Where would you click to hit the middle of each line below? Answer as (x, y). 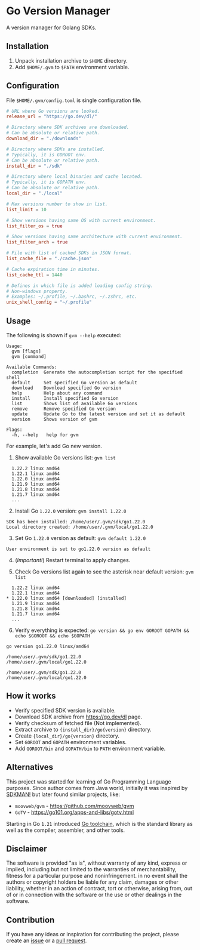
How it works (31, 696)
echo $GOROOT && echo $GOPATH (53, 636)
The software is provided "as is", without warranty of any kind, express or (97, 863)
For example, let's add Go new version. (54, 446)
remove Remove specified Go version (64, 409)
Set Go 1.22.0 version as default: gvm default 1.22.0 (80, 538)
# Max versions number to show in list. (57, 204)
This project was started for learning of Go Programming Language (89, 781)
